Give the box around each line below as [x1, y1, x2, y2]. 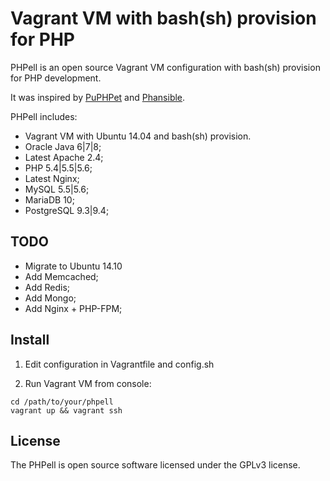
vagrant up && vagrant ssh [10, 405, 123, 416]
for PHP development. [10, 72, 102, 84]
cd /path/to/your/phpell [10, 397, 114, 407]
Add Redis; [24, 281, 71, 293]
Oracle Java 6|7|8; [24, 140, 102, 152]
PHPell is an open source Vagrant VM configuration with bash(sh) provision [10, 61, 321, 73]
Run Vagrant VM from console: [24, 377, 152, 389]
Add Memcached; [24, 270, 99, 282]
